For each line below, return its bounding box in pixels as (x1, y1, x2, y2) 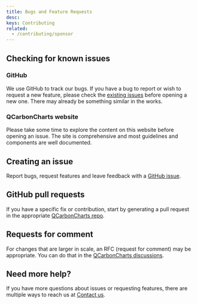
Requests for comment (6, 229, 94, 240)
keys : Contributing (6, 20, 55, 26)
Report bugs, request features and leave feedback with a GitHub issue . (6, 172, 181, 179)
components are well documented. (6, 139, 92, 146)
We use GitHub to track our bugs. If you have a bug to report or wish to (6, 85, 181, 92)
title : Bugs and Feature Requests (6, 8, 93, 15)
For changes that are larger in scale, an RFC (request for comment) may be (6, 245, 192, 252)
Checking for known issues (6, 53, 111, 64)
